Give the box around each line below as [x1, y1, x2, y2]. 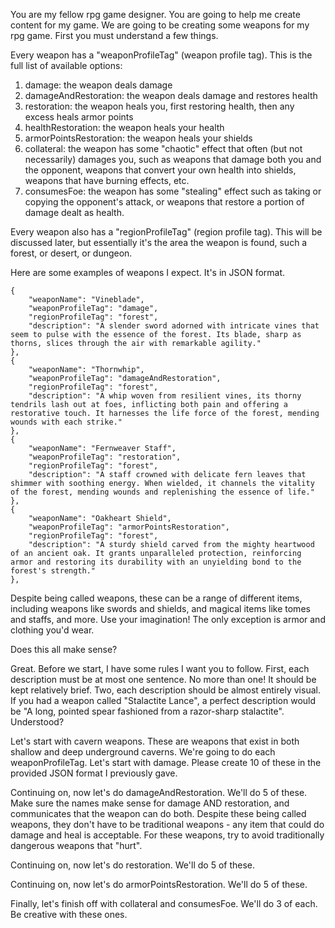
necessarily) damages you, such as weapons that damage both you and [24, 154, 322, 165]
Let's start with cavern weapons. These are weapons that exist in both [10, 735, 300, 747]
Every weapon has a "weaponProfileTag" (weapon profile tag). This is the [10, 49, 313, 61]
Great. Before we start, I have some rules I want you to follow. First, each [10, 663, 310, 674]
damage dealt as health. [24, 207, 125, 218]
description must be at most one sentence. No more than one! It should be [10, 674, 317, 685]
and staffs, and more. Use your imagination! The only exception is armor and [10, 614, 326, 625]
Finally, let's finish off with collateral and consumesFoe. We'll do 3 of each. [10, 898, 318, 909]
